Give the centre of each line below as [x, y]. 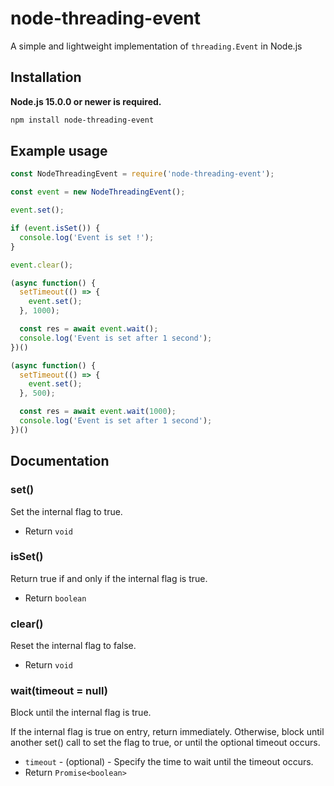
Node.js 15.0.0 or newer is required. [86, 101]
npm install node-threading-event [82, 120]
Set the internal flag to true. [66, 511]
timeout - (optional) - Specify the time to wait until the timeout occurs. [169, 762]
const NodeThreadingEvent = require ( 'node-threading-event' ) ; [142, 174]
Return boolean [55, 598]
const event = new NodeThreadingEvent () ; [98, 192]
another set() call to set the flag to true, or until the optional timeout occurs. [165, 743]
